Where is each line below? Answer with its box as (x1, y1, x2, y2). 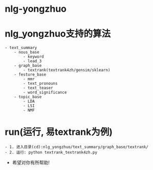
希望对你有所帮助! (12, 159, 50, 166)
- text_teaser (23, 85, 53, 91)
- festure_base (14, 72, 47, 77)
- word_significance (23, 90, 67, 95)
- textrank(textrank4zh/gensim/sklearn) (23, 67, 111, 73)
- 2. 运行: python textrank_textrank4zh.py (5, 150, 98, 155)
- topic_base (14, 94, 42, 100)
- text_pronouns (23, 81, 58, 86)
